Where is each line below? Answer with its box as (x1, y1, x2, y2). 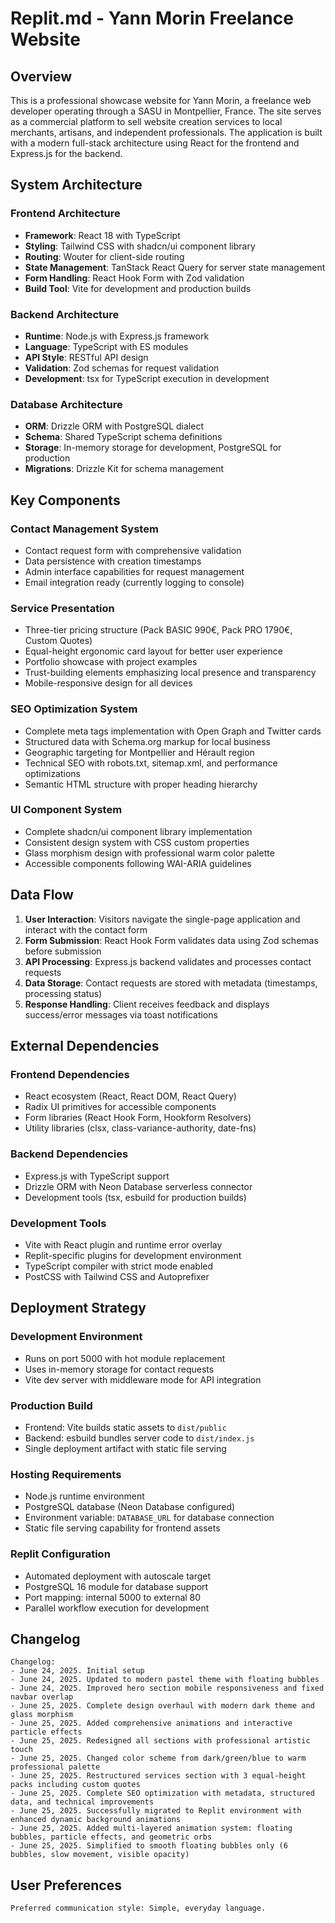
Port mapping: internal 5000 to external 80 (24, 1591, 202, 1603)
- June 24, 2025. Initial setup (10, 1666, 145, 1676)
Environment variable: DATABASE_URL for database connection (24, 1512, 275, 1524)
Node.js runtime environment (24, 1490, 145, 1502)
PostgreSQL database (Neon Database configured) (24, 1501, 236, 1513)
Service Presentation (10, 601, 115, 615)
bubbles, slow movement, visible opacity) (10, 1850, 190, 1860)
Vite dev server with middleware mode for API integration (24, 1373, 262, 1386)
